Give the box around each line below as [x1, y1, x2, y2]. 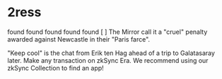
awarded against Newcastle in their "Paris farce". [7, 35, 151, 43]
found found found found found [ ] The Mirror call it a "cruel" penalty [7, 28, 208, 36]
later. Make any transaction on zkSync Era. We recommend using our [7, 56, 209, 64]
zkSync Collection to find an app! [7, 63, 104, 72]
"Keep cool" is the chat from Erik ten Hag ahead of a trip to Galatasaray [7, 49, 216, 57]
